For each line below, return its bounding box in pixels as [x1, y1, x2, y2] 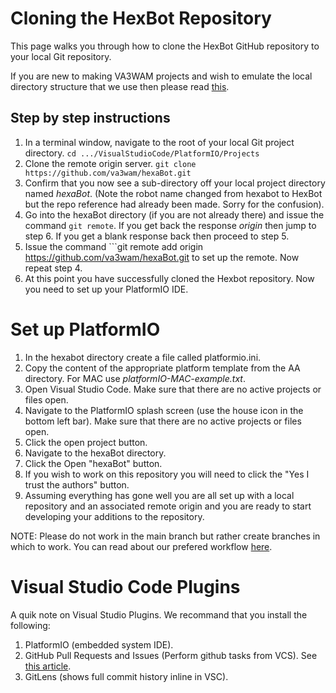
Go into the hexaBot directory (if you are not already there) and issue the [24, 208, 325, 221]
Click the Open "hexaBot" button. [24, 457, 163, 469]
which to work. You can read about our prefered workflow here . [10, 540, 273, 552]
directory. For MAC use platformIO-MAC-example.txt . [24, 372, 246, 384]
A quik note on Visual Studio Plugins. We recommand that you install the [10, 608, 308, 621]
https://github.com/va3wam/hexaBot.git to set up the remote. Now [24, 251, 300, 263]
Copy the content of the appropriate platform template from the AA [24, 362, 301, 374]
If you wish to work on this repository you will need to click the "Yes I [24, 468, 310, 480]
